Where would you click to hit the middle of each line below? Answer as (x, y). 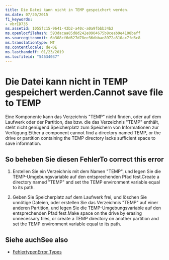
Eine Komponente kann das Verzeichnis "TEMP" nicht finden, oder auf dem (83, 117)
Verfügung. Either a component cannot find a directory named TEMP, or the (83, 133)
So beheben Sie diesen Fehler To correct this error (84, 159)
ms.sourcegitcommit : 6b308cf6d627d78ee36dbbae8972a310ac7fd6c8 (73, 38)
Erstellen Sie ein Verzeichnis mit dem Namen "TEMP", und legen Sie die (87, 171)
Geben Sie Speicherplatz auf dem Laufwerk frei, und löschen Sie (80, 197)
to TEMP (23, 103)
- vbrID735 (17, 24)
